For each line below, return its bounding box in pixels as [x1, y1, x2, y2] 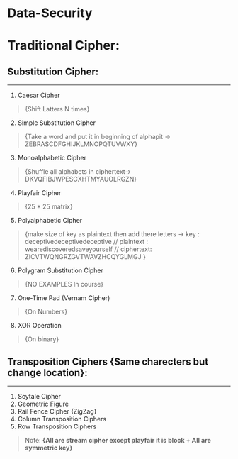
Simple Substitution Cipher [17, 118, 96, 127]
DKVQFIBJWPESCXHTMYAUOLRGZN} [24, 175, 137, 184]
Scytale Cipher [17, 392, 62, 400]
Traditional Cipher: [7, 38, 120, 54]
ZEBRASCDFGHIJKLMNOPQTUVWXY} [24, 140, 138, 148]
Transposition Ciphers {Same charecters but [7, 355, 209, 367]
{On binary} [24, 335, 59, 343]
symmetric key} [24, 443, 73, 452]
